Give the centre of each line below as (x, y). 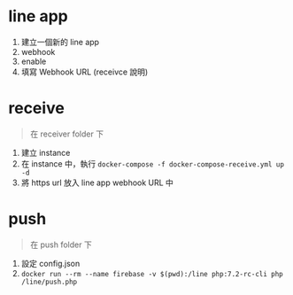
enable (34, 61)
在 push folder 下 (61, 245)
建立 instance (46, 152)
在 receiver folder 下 (66, 134)
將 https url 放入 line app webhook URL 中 (97, 182)
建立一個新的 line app (60, 42)
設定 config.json (50, 263)
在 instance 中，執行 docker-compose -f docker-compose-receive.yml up (153, 163)
